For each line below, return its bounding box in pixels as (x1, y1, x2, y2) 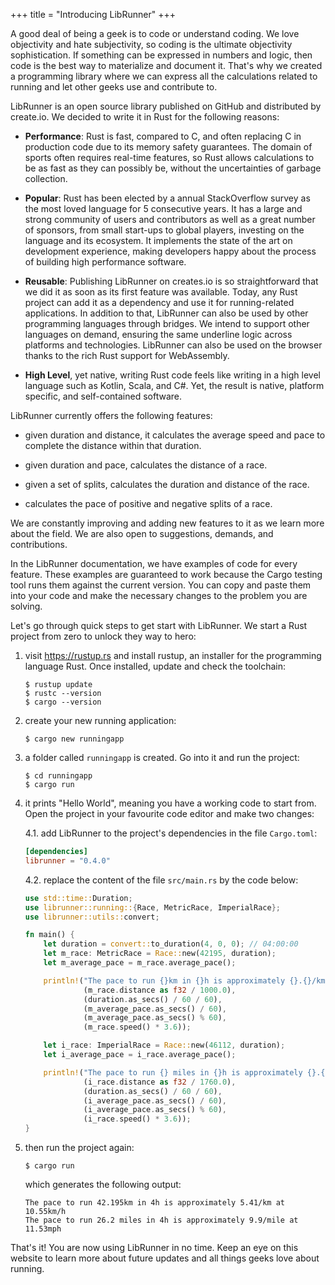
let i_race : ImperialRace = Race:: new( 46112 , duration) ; (43, 1040, 286, 1051)
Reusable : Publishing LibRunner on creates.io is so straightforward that (24, 275, 319, 287)
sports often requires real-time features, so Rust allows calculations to (24, 152, 315, 163)
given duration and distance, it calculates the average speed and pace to (24, 429, 326, 441)
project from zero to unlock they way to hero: (10, 630, 197, 642)
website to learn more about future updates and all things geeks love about (10, 1252, 320, 1264)
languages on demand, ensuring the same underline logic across (24, 329, 293, 340)
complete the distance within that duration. (24, 440, 202, 451)
